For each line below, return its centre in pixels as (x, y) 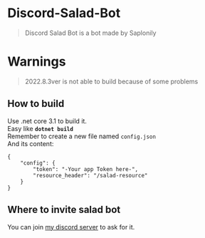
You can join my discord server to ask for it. (71, 227)
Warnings (37, 62)
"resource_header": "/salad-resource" (90, 175)
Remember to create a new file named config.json (82, 136)
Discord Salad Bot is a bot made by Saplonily (90, 33)
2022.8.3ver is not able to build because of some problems (111, 81)
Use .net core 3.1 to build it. (47, 121)
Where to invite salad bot (64, 210)
